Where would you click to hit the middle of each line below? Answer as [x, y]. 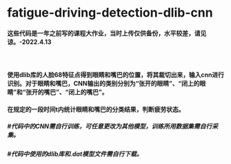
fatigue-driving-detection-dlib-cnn [110, 13]
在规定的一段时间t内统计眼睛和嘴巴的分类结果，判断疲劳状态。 [96, 109]
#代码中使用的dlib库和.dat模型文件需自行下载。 [75, 154]
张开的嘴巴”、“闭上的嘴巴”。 [67, 92]
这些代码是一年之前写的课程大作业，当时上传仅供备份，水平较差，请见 [107, 33]
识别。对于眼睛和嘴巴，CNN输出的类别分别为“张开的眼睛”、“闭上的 [103, 83]
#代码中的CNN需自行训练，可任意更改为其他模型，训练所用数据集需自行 [110, 127]
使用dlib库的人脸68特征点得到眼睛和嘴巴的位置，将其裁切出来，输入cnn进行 [116, 75]
